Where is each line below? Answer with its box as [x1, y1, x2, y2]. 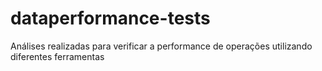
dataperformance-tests [10, 7, 211, 30]
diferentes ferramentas [10, 50, 105, 62]
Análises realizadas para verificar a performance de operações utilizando [10, 40, 313, 52]
